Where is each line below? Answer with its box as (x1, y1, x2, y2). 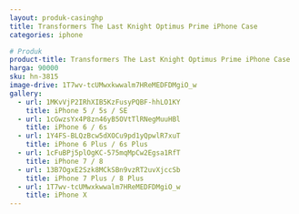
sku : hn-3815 (9, 72, 59, 82)
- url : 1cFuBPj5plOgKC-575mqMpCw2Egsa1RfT (17, 148, 181, 158)
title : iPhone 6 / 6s (25, 123, 107, 132)
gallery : (9, 88, 43, 98)
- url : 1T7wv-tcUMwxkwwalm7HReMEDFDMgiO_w (17, 182, 181, 191)
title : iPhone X (25, 190, 88, 200)
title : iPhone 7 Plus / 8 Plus (25, 174, 145, 183)
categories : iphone (9, 30, 84, 39)
